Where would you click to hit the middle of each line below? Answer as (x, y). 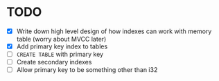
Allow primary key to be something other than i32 (87, 70)
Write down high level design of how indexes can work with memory (114, 31)
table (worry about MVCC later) (61, 39)
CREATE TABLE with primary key (60, 54)
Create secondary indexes (54, 62)
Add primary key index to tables (62, 46)
